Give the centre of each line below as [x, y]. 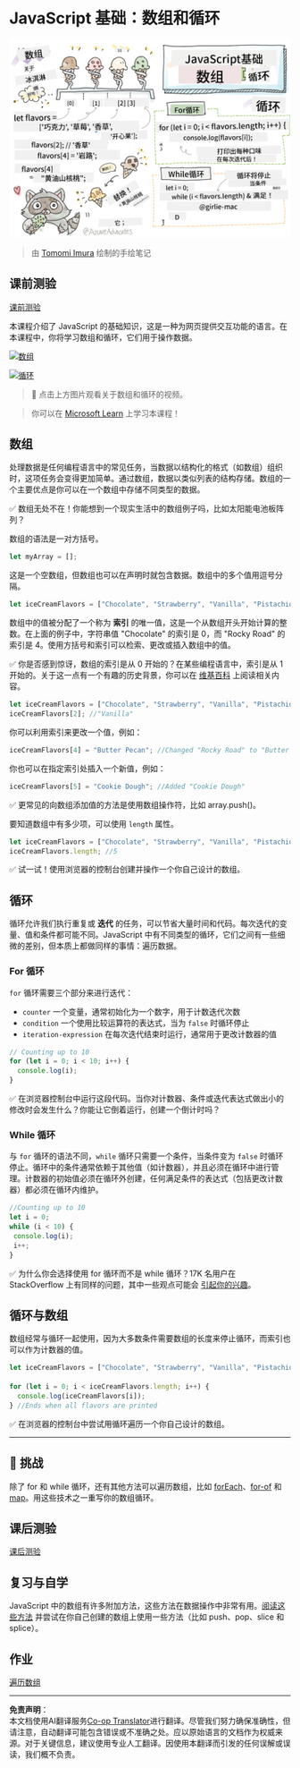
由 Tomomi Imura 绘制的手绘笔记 [91, 252]
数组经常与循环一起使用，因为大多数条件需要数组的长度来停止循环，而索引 [146, 1339]
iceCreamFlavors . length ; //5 [63, 851]
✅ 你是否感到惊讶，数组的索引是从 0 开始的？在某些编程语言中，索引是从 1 [146, 664]
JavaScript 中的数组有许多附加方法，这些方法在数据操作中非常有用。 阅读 [144, 1606]
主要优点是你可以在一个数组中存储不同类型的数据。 [111, 489]
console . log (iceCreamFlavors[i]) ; [81, 1397]
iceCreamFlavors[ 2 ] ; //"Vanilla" [71, 714]
